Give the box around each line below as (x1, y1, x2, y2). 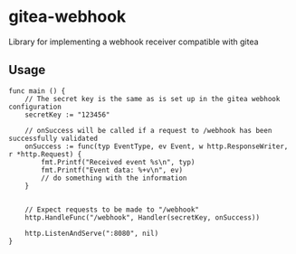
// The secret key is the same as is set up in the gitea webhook (24, 94, 281, 103)
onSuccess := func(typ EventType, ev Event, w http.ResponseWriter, (24, 142, 289, 151)
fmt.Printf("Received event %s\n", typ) (41, 157, 196, 166)
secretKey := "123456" (24, 110, 110, 119)
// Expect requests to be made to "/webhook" (24, 205, 200, 214)
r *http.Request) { (8, 149, 82, 159)
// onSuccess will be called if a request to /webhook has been (24, 126, 272, 135)
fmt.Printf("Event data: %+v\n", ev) (41, 165, 183, 174)
